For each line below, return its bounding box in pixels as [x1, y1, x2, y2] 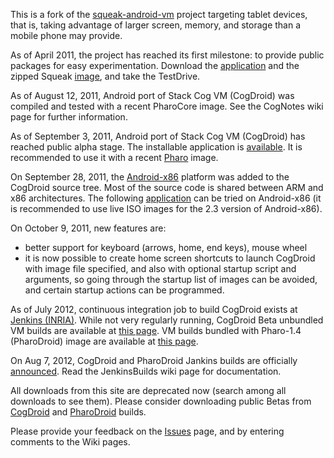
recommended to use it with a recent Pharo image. [10, 152, 219, 163]
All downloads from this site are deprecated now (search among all [10, 385, 287, 396]
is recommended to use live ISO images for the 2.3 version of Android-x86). [10, 203, 323, 214]
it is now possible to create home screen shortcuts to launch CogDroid [24, 252, 316, 264]
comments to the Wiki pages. [10, 436, 131, 448]
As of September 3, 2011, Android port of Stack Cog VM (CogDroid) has [10, 130, 306, 142]
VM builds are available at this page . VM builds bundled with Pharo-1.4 [10, 325, 302, 336]
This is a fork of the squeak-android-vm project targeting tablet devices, [10, 9, 308, 20]
